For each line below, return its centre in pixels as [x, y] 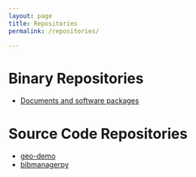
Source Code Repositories [98, 134]
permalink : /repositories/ [54, 31]
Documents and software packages [79, 101]
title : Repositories [43, 24]
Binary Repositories [76, 78]
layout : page [30, 16]
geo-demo [38, 156]
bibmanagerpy [44, 165]
